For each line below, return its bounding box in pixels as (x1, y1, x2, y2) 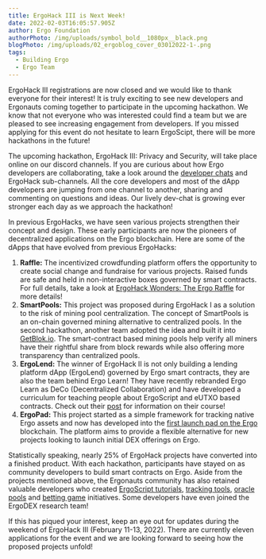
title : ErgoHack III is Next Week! (8, 11, 126, 20)
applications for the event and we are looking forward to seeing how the (8, 533, 244, 542)
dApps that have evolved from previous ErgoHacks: (8, 242, 177, 252)
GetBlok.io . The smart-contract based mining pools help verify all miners (19, 333, 258, 343)
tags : (8, 48, 26, 56)
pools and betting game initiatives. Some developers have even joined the (8, 492, 250, 502)
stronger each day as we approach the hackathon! (8, 202, 173, 211)
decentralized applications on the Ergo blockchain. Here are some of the (8, 233, 245, 243)
